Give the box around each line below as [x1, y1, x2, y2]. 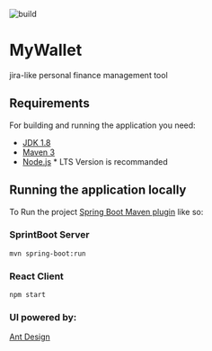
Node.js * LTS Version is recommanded [22, 156, 168, 166]
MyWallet [9, 40, 83, 60]
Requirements [9, 95, 90, 112]
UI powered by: [9, 311, 77, 324]
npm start [9, 291, 47, 300]
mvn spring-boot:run [9, 248, 87, 258]
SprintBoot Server [9, 229, 90, 241]
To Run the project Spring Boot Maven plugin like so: [9, 206, 204, 217]
